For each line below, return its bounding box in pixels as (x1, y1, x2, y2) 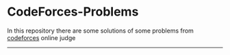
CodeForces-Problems (7, 4, 139, 20)
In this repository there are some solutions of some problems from (7, 26, 194, 35)
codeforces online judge (7, 33, 76, 41)
